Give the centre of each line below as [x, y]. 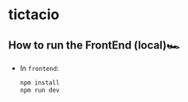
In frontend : [39, 68]
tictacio [34, 15]
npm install [39, 83]
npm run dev [39, 90]
